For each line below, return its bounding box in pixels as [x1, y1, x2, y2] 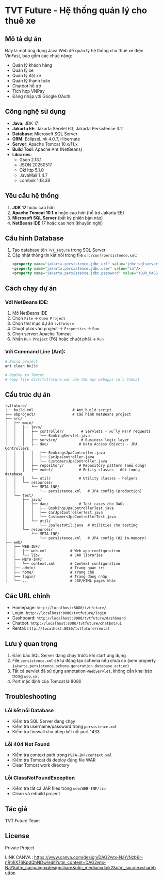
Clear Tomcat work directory [12, 762, 69, 768]
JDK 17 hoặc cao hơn [12, 204, 55, 210]
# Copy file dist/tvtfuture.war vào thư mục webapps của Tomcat [5, 377, 140, 382]
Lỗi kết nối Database [5, 707, 54, 714]
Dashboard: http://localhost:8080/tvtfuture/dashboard [12, 615, 126, 621]
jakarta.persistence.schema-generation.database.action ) [12, 662, 130, 668]
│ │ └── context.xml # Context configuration [5, 561, 120, 566]
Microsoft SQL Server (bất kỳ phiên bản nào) [12, 215, 103, 220]
